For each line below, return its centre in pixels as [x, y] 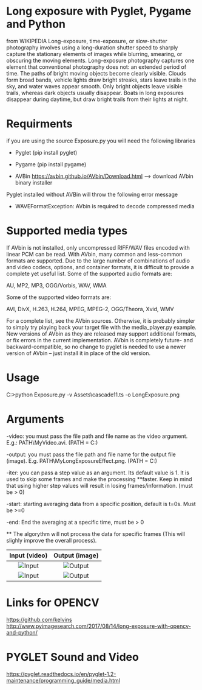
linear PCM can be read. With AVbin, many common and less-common [94, 254]
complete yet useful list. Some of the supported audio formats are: [89, 273]
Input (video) [29, 555]
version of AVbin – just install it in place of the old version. [78, 353]
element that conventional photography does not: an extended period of [96, 67]
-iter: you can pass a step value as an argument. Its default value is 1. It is [98, 473]
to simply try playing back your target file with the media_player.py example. [102, 327]
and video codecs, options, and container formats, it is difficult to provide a [100, 267]
